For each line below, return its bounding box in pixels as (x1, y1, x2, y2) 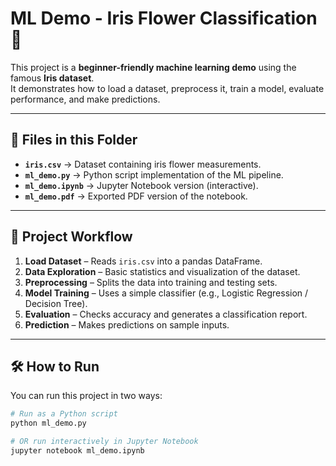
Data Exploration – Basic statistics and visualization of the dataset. (24, 265, 301, 277)
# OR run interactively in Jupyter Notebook (10, 437, 199, 447)
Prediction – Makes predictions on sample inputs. (24, 318, 230, 331)
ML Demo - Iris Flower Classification (10, 7, 318, 30)
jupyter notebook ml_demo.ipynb (10, 446, 145, 456)
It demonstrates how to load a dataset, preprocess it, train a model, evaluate (10, 82, 325, 94)
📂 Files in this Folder (10, 132, 138, 149)
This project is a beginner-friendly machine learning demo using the (10, 61, 297, 73)
